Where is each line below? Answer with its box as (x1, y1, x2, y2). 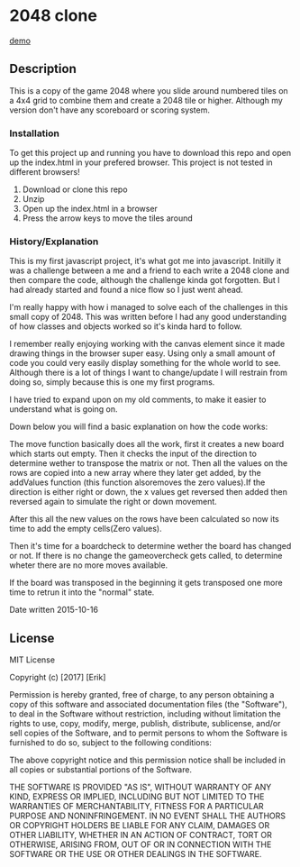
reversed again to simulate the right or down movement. (9, 497, 218, 507)
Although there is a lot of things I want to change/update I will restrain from (9, 367, 288, 379)
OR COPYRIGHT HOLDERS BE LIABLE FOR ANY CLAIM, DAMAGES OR (9, 820, 270, 831)
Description (9, 61, 77, 77)
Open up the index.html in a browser (22, 204, 158, 214)
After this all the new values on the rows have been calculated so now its (9, 514, 279, 525)
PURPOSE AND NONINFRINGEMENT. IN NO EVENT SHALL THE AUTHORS (9, 810, 286, 821)
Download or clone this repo (22, 184, 128, 195)
